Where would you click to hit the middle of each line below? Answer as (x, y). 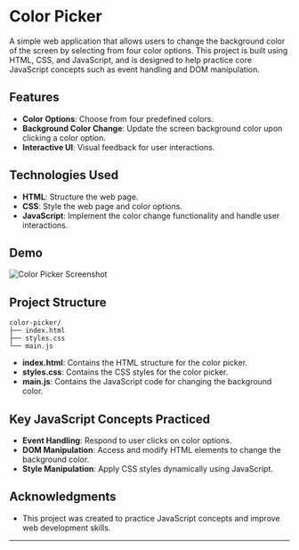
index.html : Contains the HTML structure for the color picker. (134, 363)
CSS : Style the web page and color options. (102, 206)
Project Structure (58, 302)
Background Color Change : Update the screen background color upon (152, 128)
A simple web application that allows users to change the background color (147, 41)
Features (34, 97)
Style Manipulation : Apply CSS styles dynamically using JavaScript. (147, 469)
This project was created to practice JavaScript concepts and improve (151, 518)
